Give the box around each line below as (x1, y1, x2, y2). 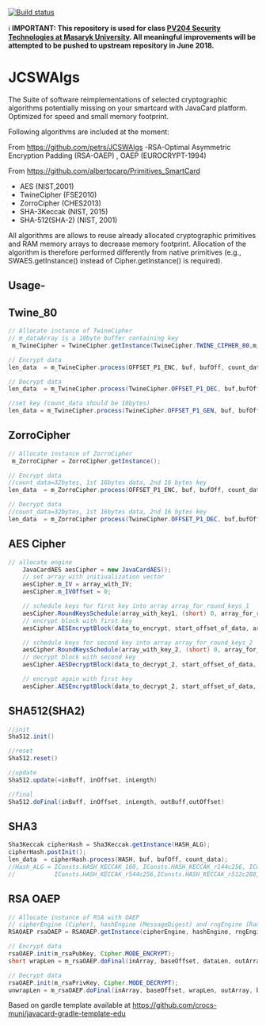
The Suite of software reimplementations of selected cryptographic (8, 94, 228, 104)
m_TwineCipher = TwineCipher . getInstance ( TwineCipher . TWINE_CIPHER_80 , (11, 341, 253, 349)
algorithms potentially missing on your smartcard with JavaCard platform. (8, 103, 248, 113)
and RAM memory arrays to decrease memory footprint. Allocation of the (8, 239, 247, 248)
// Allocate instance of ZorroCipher (8, 449, 133, 458)
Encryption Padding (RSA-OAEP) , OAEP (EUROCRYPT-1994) (8, 151, 207, 160)
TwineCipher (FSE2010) (19, 190, 97, 199)
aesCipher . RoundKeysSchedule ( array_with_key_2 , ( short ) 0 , (22, 646, 222, 654)
